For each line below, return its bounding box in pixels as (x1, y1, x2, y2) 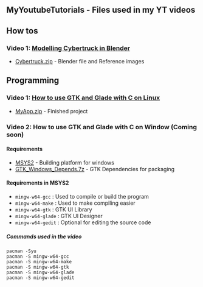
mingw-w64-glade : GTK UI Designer (15, 213, 103, 220)
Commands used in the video (6, 233, 82, 240)
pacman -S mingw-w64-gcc (6, 253, 69, 260)
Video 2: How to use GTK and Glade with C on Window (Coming (6, 122, 198, 131)
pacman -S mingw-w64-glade (6, 269, 75, 276)
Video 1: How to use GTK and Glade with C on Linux (6, 94, 160, 102)
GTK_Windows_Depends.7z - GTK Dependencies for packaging (15, 165, 175, 172)
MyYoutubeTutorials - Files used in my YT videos (6, 5, 196, 15)
